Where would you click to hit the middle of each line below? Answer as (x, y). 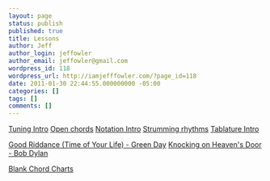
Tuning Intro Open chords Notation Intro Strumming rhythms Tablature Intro (134, 129)
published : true (36, 31)
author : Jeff (30, 46)
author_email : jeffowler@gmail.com (68, 61)
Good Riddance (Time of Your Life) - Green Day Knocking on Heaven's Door (135, 145)
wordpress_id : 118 (39, 69)
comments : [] (30, 106)
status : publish (36, 23)
